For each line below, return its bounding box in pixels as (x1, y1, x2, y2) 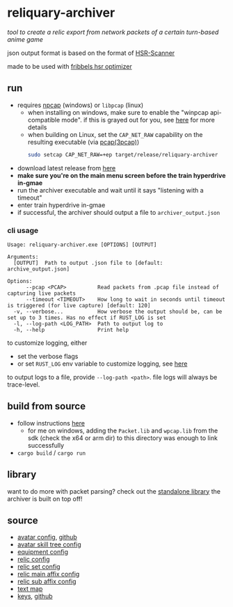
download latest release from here (17, 163, 116, 172)
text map (17, 585, 43, 593)
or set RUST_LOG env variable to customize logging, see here (17, 359, 188, 368)
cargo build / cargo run (17, 448, 86, 457)
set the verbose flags (17, 352, 79, 360)
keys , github (17, 592, 53, 601)
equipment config (17, 548, 68, 556)
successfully (27, 441, 65, 449)
